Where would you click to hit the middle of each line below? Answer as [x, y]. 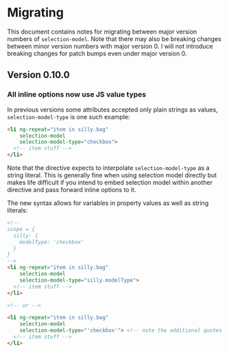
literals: [17, 210]
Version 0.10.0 [38, 75]
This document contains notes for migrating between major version [102, 32]
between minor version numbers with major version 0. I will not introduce [110, 46]
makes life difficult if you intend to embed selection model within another [110, 182]
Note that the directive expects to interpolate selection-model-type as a [108, 168]
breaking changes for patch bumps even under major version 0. [97, 53]
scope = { [21, 229]
